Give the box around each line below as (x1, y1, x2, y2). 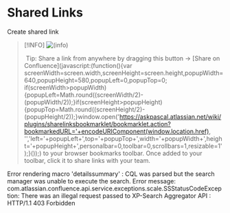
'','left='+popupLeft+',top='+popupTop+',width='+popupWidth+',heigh (23, 134, 222, 142)
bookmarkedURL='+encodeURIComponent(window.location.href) (23, 127, 209, 135)
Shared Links (7, 5, 84, 21)
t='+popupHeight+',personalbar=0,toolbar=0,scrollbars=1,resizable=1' (23, 142, 222, 150)
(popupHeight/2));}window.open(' (23, 112, 120, 121)
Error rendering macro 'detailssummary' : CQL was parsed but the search (7, 170, 215, 178)
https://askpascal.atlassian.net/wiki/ (119, 112, 222, 121)
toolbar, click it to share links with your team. (23, 156, 151, 164)
